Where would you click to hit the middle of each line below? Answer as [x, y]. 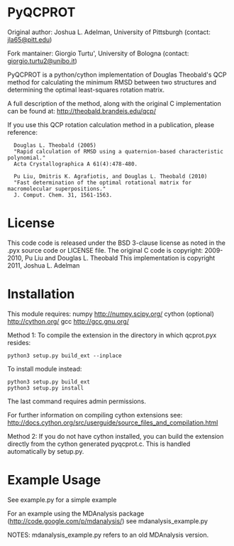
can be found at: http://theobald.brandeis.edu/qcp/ [82, 111]
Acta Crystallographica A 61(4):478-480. [76, 164]
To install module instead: [45, 368]
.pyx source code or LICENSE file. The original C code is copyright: [105, 250]
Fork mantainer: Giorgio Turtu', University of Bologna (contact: [98, 53]
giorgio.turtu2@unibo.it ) [43, 60]
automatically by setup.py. [46, 451]
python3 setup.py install [45, 388]
